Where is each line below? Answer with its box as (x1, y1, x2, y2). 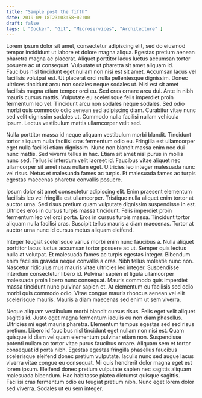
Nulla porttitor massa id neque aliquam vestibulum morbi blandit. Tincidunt (6, 131, 192, 139)
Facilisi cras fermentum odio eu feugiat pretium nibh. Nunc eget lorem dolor (6, 379, 195, 386)
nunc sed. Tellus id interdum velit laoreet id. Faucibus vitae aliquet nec (6, 157, 181, 164)
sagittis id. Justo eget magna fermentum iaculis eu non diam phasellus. (6, 314, 183, 321)
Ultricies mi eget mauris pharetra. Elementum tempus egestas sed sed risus (6, 321, 195, 328)
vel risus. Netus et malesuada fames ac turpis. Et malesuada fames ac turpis (6, 170, 196, 177)
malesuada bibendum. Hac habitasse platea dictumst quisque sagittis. (6, 372, 180, 379)
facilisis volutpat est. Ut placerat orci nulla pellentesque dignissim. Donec (6, 74, 188, 82)
